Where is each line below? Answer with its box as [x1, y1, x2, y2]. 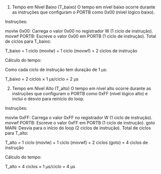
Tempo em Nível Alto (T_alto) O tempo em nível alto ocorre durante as [12, 86, 151, 91]
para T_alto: [5, 130, 29, 136]
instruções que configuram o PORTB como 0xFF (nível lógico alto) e [12, 91, 148, 96]
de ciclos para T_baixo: [5, 38, 51, 44]
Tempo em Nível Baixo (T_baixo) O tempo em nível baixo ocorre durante [12, 4, 156, 10]
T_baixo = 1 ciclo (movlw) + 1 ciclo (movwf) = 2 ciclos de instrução [5, 48, 138, 53]
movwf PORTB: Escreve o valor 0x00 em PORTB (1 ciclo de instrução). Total [5, 34, 156, 39]
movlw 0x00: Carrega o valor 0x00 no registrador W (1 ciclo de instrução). [5, 28, 153, 34]
